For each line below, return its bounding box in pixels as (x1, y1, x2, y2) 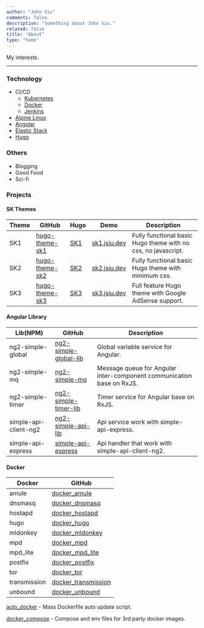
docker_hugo (51, 519, 90, 527)
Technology (6, 74, 42, 83)
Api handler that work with (97, 439, 172, 447)
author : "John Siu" (6, 8, 56, 15)
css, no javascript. (132, 246, 184, 255)
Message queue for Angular (97, 363, 177, 372)
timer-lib (55, 404, 81, 413)
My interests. (6, 54, 39, 61)
